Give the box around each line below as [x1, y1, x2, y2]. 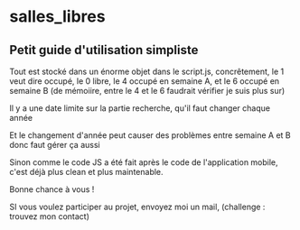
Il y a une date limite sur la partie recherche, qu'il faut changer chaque [9, 103, 271, 114]
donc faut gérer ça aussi [9, 140, 101, 150]
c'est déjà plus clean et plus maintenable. [9, 167, 164, 177]
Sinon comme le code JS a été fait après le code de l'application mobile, [9, 157, 278, 168]
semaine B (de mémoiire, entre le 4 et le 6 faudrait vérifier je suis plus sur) [9, 86, 286, 96]
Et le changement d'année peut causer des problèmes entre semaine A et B [9, 130, 291, 141]
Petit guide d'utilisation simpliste [9, 42, 199, 58]
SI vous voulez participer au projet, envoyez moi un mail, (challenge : [9, 201, 266, 212]
